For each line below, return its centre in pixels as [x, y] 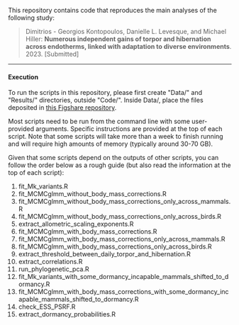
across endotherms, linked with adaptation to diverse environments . [128, 46]
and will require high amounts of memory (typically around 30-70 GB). [111, 144]
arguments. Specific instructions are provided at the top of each [129, 129]
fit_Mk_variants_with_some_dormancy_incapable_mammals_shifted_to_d [123, 277]
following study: [32, 18]
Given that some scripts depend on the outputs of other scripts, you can [113, 158]
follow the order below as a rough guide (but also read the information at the [119, 165]
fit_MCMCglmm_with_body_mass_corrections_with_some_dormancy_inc [123, 292]
